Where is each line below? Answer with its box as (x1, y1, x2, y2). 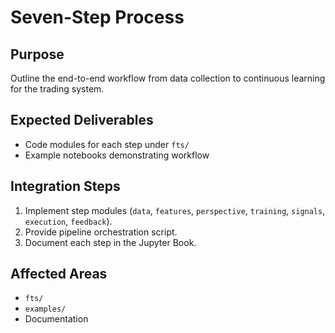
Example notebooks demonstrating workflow (24, 149, 210, 161)
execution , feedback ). (24, 215, 113, 227)
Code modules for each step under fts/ (24, 138, 190, 150)
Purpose (10, 46, 65, 63)
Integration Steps (10, 178, 121, 195)
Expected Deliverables (10, 112, 154, 129)
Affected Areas (10, 266, 108, 283)
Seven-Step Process (10, 6, 185, 29)
